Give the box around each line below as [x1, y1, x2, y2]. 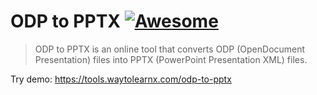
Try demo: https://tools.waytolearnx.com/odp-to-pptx [10, 73, 232, 85]
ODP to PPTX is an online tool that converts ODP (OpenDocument [34, 43, 306, 55]
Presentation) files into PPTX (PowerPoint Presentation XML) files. [34, 53, 308, 65]
